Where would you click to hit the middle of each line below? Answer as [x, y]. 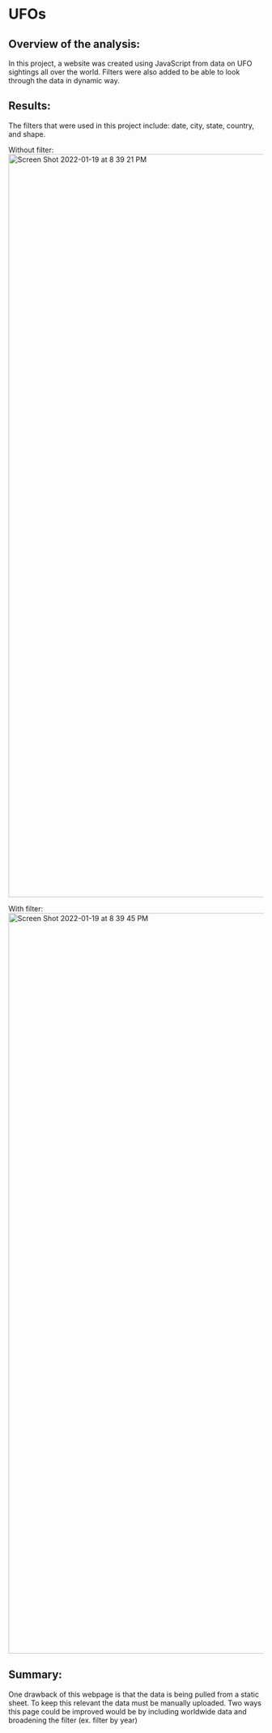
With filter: [26, 908]
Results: [30, 106]
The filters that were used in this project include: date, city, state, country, [132, 125]
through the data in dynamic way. [64, 81]
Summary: [35, 1675]
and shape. [27, 134]
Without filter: [31, 150]
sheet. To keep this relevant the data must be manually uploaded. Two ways [135, 1703]
